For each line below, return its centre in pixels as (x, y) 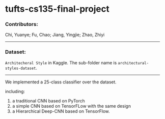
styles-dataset (21, 68)
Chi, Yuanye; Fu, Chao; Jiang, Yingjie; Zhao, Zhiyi (55, 35)
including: (15, 91)
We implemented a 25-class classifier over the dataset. (61, 82)
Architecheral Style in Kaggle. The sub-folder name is (61, 62)
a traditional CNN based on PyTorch (48, 100)
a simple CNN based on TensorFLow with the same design (71, 106)
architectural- (133, 63)
